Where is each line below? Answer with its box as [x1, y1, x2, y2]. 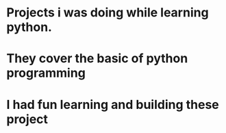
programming [6, 65, 86, 81]
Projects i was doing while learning [6, 5, 210, 21]
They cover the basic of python [6, 51, 188, 66]
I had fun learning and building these [6, 97, 220, 112]
